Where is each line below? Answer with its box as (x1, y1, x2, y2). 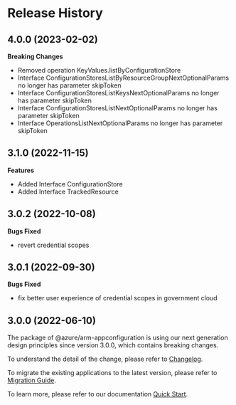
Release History (7, 5, 103, 21)
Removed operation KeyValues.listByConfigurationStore (17, 66, 181, 74)
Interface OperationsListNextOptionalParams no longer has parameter (17, 119, 223, 127)
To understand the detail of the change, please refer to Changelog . (7, 354, 203, 364)
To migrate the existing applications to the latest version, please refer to (7, 369, 218, 377)
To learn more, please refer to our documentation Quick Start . (7, 390, 188, 399)
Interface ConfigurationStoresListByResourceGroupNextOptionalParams (17, 73, 230, 82)
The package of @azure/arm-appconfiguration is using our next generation (7, 333, 229, 342)
